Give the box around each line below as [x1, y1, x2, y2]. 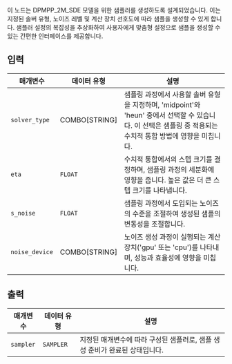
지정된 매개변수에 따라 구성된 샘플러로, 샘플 [79, 334, 212, 344]
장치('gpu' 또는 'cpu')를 [124, 242, 199, 252]
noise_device [10, 248, 54, 256]
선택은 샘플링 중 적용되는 [142, 120, 219, 130]
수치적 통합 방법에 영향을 [124, 131, 200, 140]
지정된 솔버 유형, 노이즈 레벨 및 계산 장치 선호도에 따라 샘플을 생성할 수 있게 [7, 15, 209, 23]
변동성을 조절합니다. [124, 219, 185, 229]
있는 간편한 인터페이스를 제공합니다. [7, 32, 104, 40]
